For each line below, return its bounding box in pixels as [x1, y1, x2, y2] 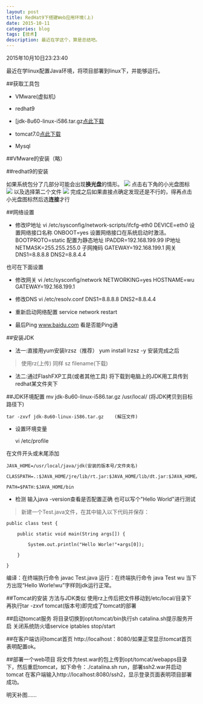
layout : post [6, 8, 39, 15]
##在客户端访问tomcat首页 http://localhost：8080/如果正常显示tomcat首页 [6, 636, 192, 642]
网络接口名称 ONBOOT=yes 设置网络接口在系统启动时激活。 [20, 229, 170, 236]
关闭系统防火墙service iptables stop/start [13, 622, 116, 630]
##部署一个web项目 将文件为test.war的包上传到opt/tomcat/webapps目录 [6, 656, 187, 663]
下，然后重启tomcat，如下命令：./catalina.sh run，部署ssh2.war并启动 [6, 663, 182, 670]
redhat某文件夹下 [14, 380, 59, 387]
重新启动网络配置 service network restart [14, 308, 118, 315]
